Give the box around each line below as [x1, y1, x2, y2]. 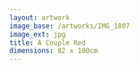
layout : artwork [9, 13, 70, 22]
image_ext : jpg [9, 30, 66, 39]
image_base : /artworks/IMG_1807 [9, 22, 130, 30]
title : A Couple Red [9, 38, 87, 47]
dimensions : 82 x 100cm [9, 47, 99, 56]
